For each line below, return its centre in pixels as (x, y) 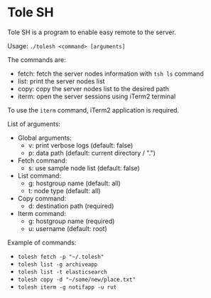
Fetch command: (42, 160)
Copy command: (42, 198)
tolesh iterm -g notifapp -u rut (67, 287)
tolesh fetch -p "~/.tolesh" (61, 257)
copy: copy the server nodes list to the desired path (93, 88)
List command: (39, 175)
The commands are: (37, 60)
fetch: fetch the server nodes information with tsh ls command (110, 73)
